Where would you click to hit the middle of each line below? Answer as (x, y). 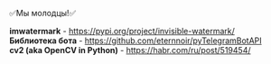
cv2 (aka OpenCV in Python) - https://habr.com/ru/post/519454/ (130, 50)
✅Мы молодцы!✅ (43, 13)
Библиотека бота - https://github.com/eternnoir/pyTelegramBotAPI (135, 41)
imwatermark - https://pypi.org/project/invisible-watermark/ (122, 31)
